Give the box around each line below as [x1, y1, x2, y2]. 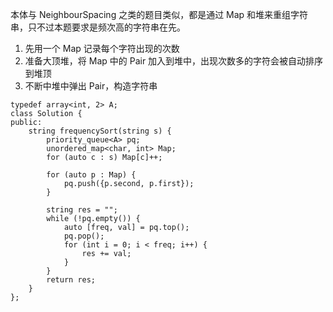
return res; [46, 275, 97, 285]
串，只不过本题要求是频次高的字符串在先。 [10, 21, 186, 33]
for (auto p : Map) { [46, 170, 137, 180]
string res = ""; [46, 205, 118, 215]
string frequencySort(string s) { [28, 126, 172, 136]
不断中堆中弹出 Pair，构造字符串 [24, 80, 158, 92]
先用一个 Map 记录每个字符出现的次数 [24, 43, 180, 54]
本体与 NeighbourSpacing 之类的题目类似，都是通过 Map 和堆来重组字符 [10, 9, 309, 20]
